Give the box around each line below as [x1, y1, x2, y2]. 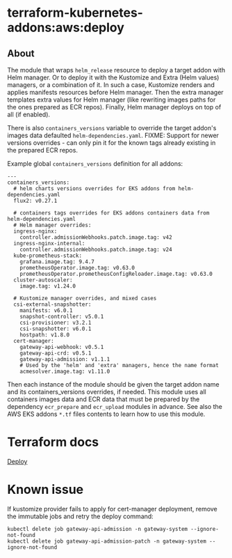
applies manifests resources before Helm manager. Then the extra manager [7, 88, 224, 96]
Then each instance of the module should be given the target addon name [7, 380, 220, 388]
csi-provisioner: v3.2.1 [19, 319, 92, 326]
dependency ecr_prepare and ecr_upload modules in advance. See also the [7, 403, 222, 410]
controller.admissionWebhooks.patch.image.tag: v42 [19, 234, 172, 241]
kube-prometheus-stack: [13, 252, 82, 259]
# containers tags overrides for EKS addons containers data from [13, 210, 210, 217]
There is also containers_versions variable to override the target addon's [7, 124, 217, 132]
